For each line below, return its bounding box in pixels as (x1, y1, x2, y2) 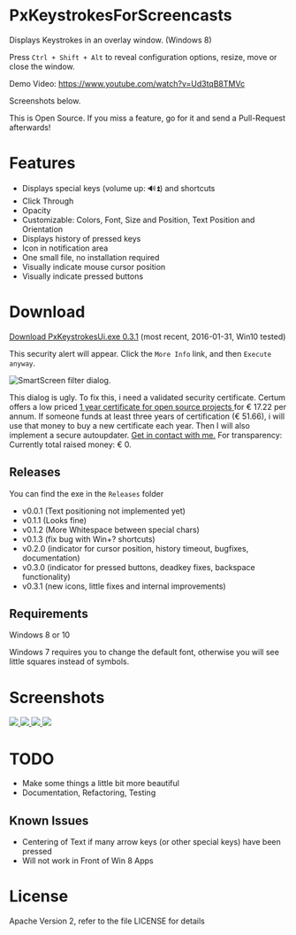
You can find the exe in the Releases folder (9, 488, 164, 498)
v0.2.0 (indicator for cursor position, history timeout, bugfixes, (21, 543, 249, 553)
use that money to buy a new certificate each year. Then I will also (9, 420, 250, 430)
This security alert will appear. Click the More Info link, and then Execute (9, 348, 272, 359)
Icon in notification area (21, 243, 109, 253)
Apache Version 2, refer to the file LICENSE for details (9, 916, 206, 926)
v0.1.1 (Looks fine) (21, 514, 87, 525)
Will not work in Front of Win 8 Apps (21, 855, 154, 866)
